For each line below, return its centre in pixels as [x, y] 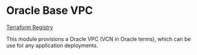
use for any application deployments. [52, 45]
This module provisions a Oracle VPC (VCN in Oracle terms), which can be [98, 39]
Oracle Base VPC [50, 11]
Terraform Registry [30, 27]
